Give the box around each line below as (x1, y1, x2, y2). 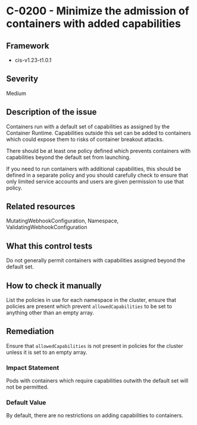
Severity (6, 74, 39, 84)
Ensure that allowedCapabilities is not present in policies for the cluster (6, 342, 183, 349)
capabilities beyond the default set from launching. (6, 154, 131, 161)
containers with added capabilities (6, 17, 182, 30)
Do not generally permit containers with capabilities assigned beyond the (6, 257, 186, 264)
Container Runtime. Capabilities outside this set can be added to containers (6, 129, 192, 136)
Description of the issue (6, 107, 97, 117)
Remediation (6, 326, 55, 337)
